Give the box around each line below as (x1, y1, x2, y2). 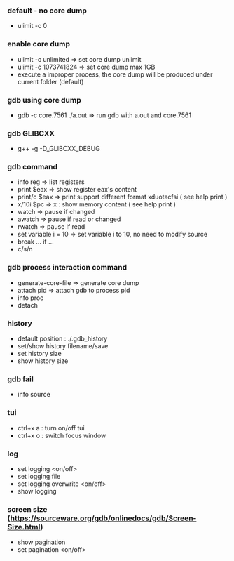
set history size (17, 350, 62, 358)
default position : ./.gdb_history (17, 334, 108, 343)
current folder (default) (17, 77, 84, 86)
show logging (17, 487, 57, 495)
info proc (17, 293, 44, 302)
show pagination (17, 538, 66, 546)
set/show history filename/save (17, 342, 109, 350)
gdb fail (7, 374, 34, 384)
